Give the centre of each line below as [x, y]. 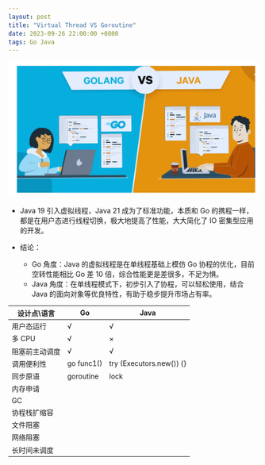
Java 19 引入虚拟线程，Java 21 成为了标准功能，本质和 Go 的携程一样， [136, 211]
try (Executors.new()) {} [148, 363]
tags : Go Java [32, 42]
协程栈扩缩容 [33, 412]
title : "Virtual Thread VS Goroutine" [72, 25]
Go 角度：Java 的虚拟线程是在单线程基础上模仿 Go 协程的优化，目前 [143, 264]
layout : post [30, 17]
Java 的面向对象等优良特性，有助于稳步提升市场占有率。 [124, 294]
